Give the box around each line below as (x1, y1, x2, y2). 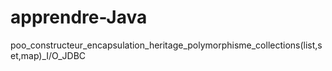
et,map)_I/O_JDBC (10, 49, 87, 61)
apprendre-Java (10, 6, 148, 29)
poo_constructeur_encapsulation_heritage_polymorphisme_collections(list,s (10, 39, 323, 51)
